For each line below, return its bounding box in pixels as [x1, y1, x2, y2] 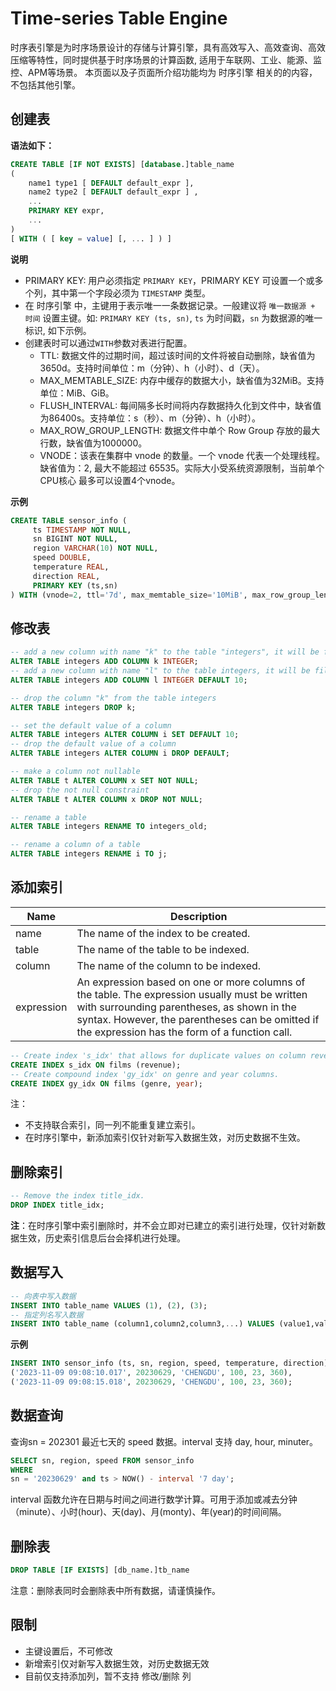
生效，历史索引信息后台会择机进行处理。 [18, 1232, 186, 1244]
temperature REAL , [32, 562, 110, 572]
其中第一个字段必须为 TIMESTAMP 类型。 [51, 287, 212, 299]
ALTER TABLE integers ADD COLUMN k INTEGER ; [10, 657, 199, 667]
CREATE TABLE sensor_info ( [10, 515, 128, 526]
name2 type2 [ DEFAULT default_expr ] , [28, 187, 199, 197]
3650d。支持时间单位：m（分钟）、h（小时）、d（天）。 [39, 362, 265, 374]
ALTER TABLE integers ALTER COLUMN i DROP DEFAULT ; [10, 748, 230, 759]
